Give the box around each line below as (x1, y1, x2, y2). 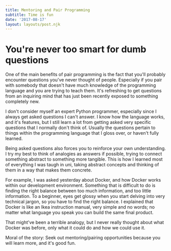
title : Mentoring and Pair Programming (5, 7, 90, 13)
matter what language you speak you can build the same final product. (5, 210, 154, 216)
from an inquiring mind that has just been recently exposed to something (5, 93, 158, 99)
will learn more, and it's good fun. (5, 240, 76, 246)
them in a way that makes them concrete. (5, 167, 92, 173)
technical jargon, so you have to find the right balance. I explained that (5, 198, 154, 205)
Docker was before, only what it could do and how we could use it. (5, 225, 145, 231)
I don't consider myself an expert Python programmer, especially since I (5, 108, 157, 115)
